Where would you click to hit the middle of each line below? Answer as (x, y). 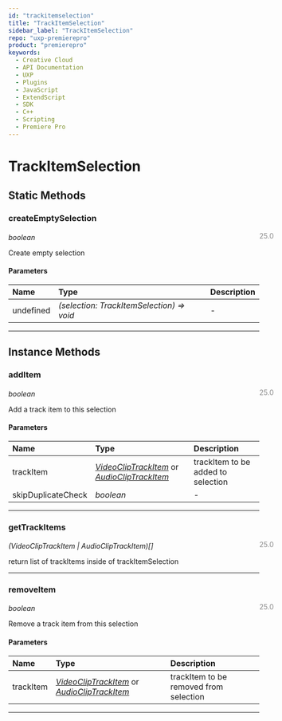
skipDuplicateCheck (50, 494)
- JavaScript (37, 90)
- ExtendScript (41, 97)
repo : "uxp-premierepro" (49, 38)
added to (211, 471)
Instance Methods (55, 352)
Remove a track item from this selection (73, 624)
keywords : (25, 53)
